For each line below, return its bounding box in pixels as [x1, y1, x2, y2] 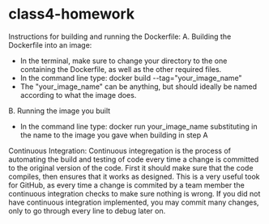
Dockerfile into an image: [8, 40, 92, 49]
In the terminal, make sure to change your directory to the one [19, 56, 228, 66]
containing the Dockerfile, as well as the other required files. [19, 64, 222, 74]
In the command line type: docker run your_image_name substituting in [19, 121, 258, 131]
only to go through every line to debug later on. [8, 205, 166, 215]
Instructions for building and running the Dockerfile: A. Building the [8, 32, 232, 41]
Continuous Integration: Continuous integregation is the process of [8, 146, 231, 155]
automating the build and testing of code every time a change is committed [8, 154, 259, 164]
